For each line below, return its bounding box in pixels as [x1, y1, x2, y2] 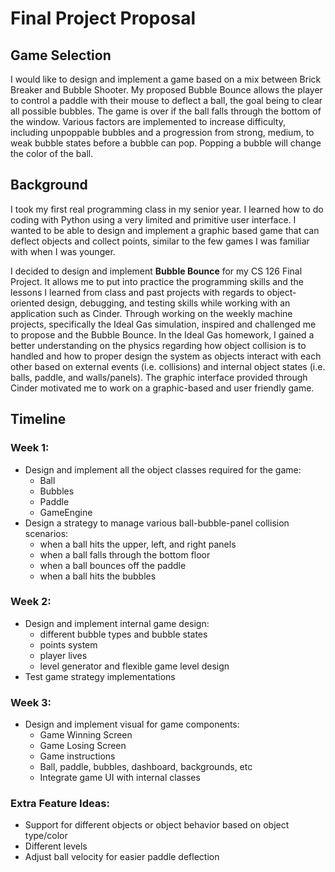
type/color [24, 830, 68, 842]
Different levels [24, 840, 88, 852]
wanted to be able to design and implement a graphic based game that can [10, 224, 320, 236]
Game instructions [39, 750, 116, 762]
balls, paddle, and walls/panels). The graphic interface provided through [10, 371, 308, 383]
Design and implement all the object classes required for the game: [24, 463, 302, 476]
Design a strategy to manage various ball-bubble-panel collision [24, 517, 290, 529]
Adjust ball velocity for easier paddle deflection [24, 851, 220, 863]
